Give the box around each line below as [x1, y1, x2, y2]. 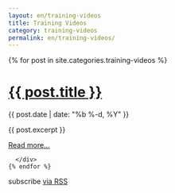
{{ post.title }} [8, 83, 103, 102]
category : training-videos [8, 26, 98, 34]
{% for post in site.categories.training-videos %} [8, 56, 168, 65]
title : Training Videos [8, 19, 87, 27]
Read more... [8, 141, 50, 150]
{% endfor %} [8, 163, 52, 171]
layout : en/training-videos [8, 11, 102, 20]
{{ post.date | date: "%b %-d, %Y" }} [8, 110, 130, 119]
